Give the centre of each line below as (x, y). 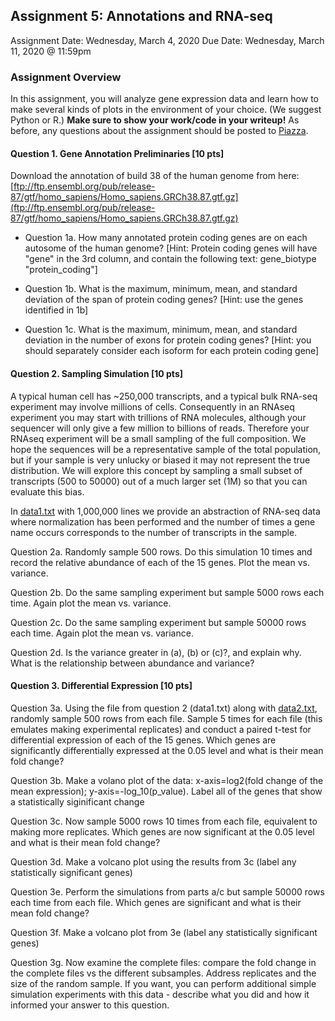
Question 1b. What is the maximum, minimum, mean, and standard (161, 289)
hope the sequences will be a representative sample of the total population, (166, 449)
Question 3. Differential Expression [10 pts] (101, 686)
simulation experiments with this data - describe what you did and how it (160, 994)
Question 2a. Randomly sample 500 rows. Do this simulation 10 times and (161, 551)
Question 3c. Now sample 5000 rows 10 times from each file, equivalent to (164, 821)
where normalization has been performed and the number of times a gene (163, 521)
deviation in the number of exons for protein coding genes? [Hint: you (168, 340)
